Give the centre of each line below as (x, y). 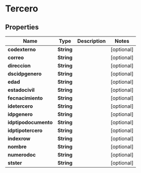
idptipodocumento (30, 122)
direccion (19, 66)
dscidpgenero (25, 74)
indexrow (19, 139)
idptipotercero (25, 130)
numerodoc (22, 155)
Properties (22, 27)
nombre (17, 147)
